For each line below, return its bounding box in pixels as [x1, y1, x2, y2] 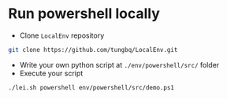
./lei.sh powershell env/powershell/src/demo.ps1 [8, 83, 175, 91]
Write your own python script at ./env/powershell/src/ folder [19, 60, 220, 69]
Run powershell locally [8, 5, 160, 23]
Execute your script [19, 68, 84, 78]
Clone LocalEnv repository [19, 31, 105, 40]
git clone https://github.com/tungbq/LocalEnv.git [8, 46, 178, 53]
